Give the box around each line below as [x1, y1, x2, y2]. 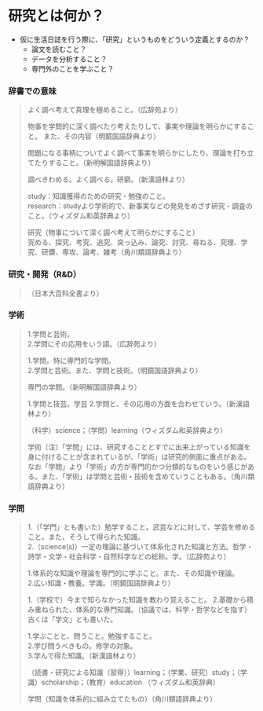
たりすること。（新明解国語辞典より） [34, 158, 155, 167]
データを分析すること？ [31, 54, 108, 64]
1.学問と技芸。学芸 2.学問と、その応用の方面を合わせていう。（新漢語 [27, 398, 250, 409]
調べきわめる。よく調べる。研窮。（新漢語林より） [27, 174, 190, 185]
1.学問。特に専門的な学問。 [27, 355, 115, 365]
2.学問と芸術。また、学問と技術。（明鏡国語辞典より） [27, 365, 203, 375]
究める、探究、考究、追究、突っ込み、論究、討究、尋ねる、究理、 [27, 237, 241, 247]
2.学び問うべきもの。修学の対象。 [27, 641, 137, 651]
